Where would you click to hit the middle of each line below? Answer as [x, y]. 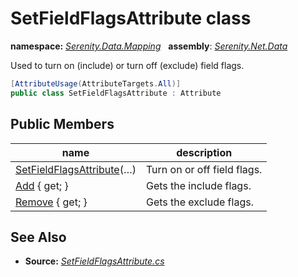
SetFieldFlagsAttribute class [131, 18]
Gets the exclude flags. [199, 202]
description [204, 152]
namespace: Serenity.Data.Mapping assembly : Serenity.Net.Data [149, 46]
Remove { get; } [51, 202]
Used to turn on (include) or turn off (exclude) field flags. [127, 65]
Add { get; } [42, 185]
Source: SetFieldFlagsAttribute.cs [94, 261]
